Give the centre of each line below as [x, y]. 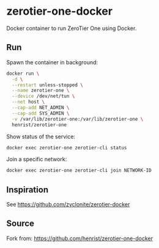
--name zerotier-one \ [41, 91]
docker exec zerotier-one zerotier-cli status [67, 148]
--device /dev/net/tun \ [43, 96]
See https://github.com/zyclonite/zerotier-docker [68, 205]
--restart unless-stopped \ [48, 85]
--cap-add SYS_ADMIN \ [41, 113]
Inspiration [28, 190]
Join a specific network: [37, 159]
